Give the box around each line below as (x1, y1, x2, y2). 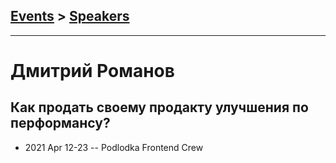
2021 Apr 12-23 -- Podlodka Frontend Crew (24, 141, 204, 153)
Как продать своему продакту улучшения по (10, 99, 309, 116)
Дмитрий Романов (10, 60, 175, 82)
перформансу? (10, 115, 111, 132)
